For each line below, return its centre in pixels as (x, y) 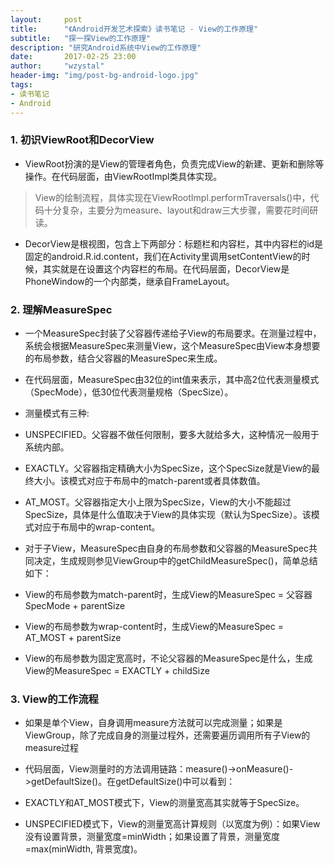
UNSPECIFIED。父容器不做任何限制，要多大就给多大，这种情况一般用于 (172, 435)
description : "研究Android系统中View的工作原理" (106, 47)
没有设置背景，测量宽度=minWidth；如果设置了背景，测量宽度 (152, 837)
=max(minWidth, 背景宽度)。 (83, 849)
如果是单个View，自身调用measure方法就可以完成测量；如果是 (153, 723)
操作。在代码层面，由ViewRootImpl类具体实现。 (123, 176)
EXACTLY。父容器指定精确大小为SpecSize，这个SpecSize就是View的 (168, 468)
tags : (21, 85)
